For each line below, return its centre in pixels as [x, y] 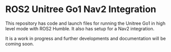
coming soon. [20, 43]
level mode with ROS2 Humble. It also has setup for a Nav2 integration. [80, 28]
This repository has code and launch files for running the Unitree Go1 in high [86, 23]
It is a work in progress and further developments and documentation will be [86, 38]
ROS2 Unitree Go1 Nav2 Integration [81, 9]
